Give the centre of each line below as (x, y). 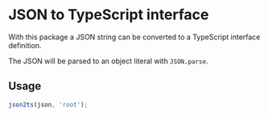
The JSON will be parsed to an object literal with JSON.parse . (108, 61)
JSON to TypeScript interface (109, 15)
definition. (25, 45)
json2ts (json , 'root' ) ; (48, 105)
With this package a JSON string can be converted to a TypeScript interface (134, 37)
